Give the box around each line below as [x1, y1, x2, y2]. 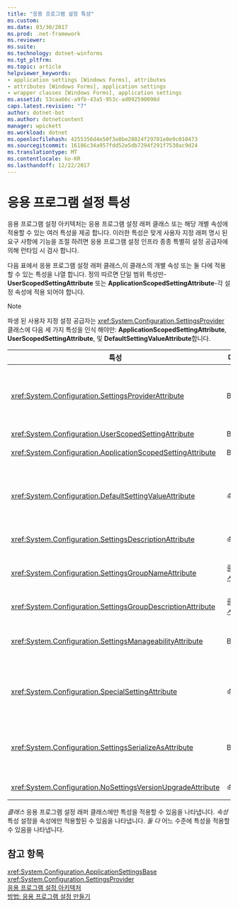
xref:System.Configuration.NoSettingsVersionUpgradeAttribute [11, 782, 220, 792]
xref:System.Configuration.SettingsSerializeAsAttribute [11, 742, 193, 752]
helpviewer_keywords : [7, 69, 72, 77]
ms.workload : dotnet [7, 129, 69, 136]
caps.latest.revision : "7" [7, 103, 87, 110]
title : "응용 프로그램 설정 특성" [7, 10, 94, 18]
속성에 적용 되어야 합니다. [14, 288, 85, 296]
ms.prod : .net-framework [7, 30, 81, 38]
